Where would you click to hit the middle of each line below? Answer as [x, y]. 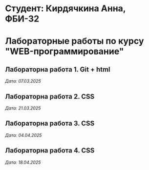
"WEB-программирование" [64, 51]
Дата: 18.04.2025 [23, 162]
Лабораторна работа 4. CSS [50, 151]
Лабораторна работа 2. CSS [50, 96]
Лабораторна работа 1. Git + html [58, 69]
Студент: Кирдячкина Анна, [65, 9]
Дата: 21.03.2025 [23, 108]
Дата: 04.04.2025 [23, 135]
